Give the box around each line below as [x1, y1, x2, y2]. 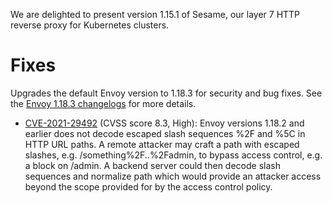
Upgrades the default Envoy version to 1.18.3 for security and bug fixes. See [10, 87, 323, 99]
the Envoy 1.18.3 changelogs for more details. [10, 97, 197, 109]
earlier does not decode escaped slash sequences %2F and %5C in [24, 127, 306, 139]
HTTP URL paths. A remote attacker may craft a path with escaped [24, 138, 300, 150]
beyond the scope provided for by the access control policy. [24, 180, 273, 193]
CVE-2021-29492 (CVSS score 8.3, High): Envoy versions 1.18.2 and [24, 117, 305, 129]
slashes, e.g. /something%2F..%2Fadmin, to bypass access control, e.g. [24, 149, 323, 161]
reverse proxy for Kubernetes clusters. [10, 19, 170, 31]
